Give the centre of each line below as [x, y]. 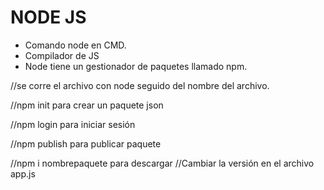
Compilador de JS [62, 55]
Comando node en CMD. [75, 45]
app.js [23, 173]
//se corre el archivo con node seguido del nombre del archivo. [140, 85]
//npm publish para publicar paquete [86, 143]
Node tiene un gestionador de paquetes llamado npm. [136, 66]
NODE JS [48, 17]
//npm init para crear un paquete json [87, 105]
